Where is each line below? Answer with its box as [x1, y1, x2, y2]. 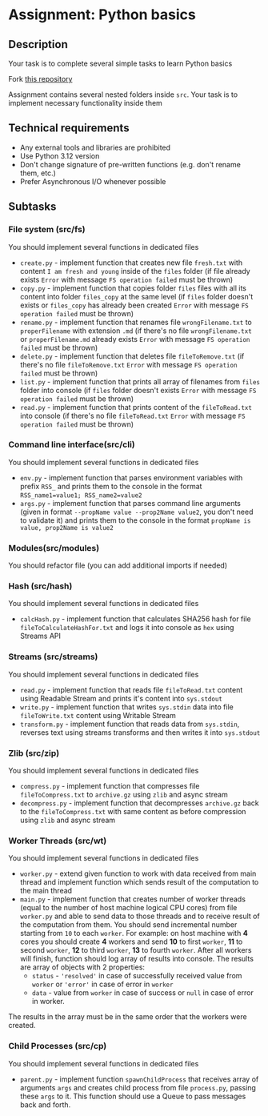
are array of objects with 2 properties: [19, 962, 146, 972]
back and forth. [19, 1099, 71, 1110]
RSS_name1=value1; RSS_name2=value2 [19, 491, 142, 500]
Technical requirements [8, 122, 130, 135]
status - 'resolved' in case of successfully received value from [31, 971, 242, 981]
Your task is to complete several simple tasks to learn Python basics [8, 58, 233, 68]
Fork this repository [8, 74, 73, 83]
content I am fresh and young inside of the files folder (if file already [19, 266, 250, 275]
